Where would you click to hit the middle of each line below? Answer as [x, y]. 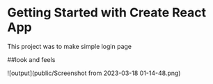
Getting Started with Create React [107, 13]
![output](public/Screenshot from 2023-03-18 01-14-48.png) [94, 73]
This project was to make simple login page [70, 46]
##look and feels [31, 59]
